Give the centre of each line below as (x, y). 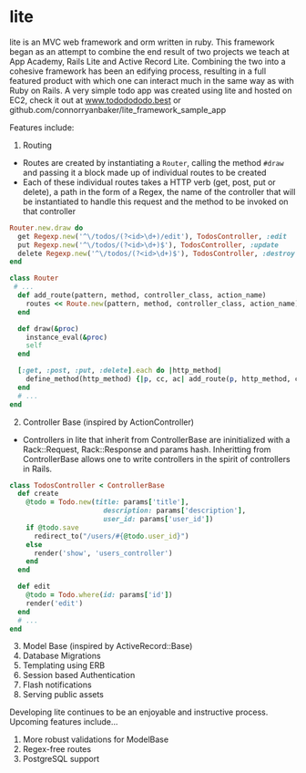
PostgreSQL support (61, 759)
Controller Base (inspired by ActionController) (108, 422)
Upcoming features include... (64, 722)
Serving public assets (63, 695)
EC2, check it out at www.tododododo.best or (96, 100)
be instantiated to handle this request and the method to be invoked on (155, 201)
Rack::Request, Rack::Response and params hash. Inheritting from (147, 449)
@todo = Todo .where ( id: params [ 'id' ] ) (99, 595)
